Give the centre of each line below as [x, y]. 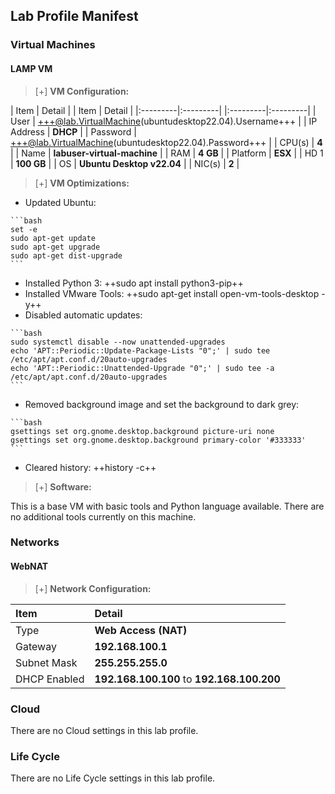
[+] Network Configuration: [93, 588]
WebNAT [29, 566]
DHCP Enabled [50, 679]
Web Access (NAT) [141, 630]
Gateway [36, 646]
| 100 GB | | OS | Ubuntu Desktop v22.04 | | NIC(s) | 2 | [125, 163]
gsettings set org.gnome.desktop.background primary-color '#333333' [158, 440]
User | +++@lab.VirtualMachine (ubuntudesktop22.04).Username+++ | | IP [164, 121]
